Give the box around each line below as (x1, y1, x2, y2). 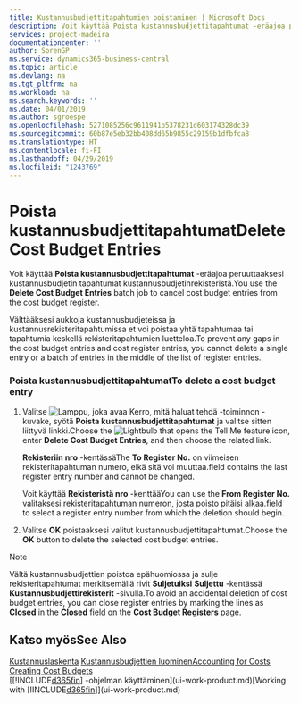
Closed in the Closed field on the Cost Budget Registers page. (9, 607, 242, 617)
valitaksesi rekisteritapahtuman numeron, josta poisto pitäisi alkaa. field (21, 498, 283, 508)
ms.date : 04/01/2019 (9, 105, 87, 113)
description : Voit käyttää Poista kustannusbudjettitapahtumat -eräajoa (9, 21, 286, 30)
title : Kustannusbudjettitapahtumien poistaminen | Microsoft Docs (9, 13, 266, 22)
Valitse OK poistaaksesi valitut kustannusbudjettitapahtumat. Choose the (21, 524, 287, 535)
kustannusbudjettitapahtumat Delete (9, 220, 286, 240)
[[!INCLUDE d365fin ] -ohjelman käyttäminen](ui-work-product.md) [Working (9, 675, 287, 686)
